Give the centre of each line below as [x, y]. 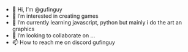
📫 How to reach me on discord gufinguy [63, 42]
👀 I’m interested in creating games [55, 16]
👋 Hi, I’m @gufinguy [37, 9]
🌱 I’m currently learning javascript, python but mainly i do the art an [97, 22]
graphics [23, 29]
